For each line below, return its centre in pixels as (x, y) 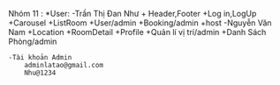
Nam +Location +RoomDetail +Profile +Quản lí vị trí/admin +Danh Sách (137, 32)
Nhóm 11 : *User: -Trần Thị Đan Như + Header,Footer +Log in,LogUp (132, 14)
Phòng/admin (33, 41)
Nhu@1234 (40, 73)
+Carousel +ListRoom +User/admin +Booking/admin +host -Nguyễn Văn (140, 23)
